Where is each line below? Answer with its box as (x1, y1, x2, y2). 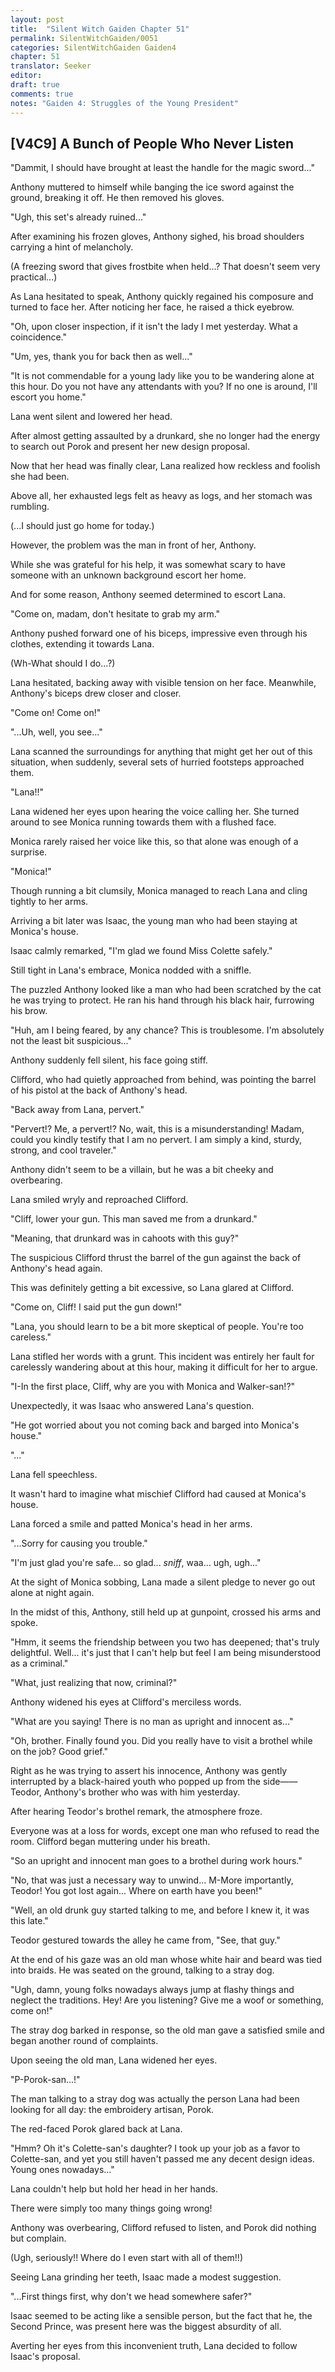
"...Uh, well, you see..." (10, 726, 103, 738)
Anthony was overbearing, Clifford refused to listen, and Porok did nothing (10, 2222, 317, 2234)
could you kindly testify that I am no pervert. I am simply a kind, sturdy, (10, 1134, 303, 1146)
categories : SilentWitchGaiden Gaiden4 (10, 42, 177, 53)
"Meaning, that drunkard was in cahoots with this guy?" (10, 1232, 240, 1245)
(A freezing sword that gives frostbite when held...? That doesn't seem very (10, 261, 321, 273)
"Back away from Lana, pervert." (10, 1104, 145, 1116)
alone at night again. (10, 1587, 95, 1599)
